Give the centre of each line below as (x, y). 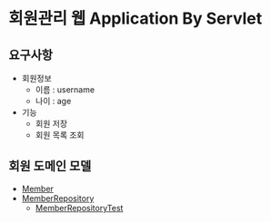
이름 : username (65, 90)
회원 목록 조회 (60, 135)
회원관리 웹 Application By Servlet (135, 19)
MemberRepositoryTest (79, 208)
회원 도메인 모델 (50, 166)
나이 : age (53, 101)
